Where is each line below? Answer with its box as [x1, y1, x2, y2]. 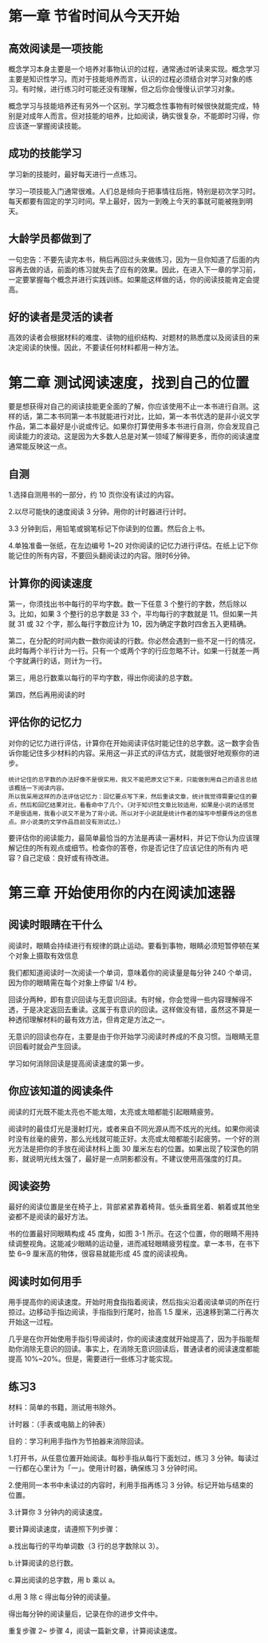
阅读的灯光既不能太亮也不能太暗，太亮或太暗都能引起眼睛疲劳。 [8, 1107, 218, 1116]
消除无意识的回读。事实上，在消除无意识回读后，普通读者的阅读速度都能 [22, 1344, 260, 1354]
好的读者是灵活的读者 [8, 311, 113, 324]
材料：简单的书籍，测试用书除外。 [8, 1403, 120, 1412]
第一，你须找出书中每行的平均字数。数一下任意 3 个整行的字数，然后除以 [8, 600, 247, 608]
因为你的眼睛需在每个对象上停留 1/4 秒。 [8, 977, 141, 987]
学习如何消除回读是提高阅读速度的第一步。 [8, 1059, 148, 1068]
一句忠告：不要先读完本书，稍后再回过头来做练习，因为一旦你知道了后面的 [8, 255, 253, 264]
